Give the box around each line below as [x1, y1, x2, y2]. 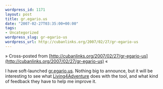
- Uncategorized [5, 30, 39, 35]
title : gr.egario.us [5, 16, 48, 21]
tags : [5, 26, 16, 31]
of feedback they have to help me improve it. [5, 78, 97, 84]
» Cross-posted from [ [5, 53, 51, 59]
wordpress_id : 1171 [5, 7, 46, 12]
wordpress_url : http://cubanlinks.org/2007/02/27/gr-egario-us [5, 40, 139, 44]
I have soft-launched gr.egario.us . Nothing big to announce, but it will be [5, 68, 153, 74]
